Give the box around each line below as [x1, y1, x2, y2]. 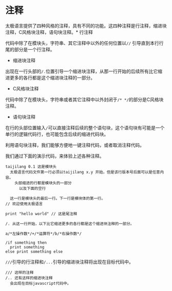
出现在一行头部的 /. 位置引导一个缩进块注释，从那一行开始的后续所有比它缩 [5, 68, 163, 74]
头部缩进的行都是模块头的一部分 [14, 180, 72, 185]
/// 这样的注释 [5, 270, 34, 275]
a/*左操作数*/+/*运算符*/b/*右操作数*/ [5, 231, 82, 236]
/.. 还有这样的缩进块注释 [5, 275, 53, 280]
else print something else [5, 249, 63, 254]
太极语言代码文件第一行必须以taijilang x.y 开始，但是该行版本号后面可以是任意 [10, 169, 160, 174]
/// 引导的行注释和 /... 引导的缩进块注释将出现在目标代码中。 [5, 259, 134, 265]
